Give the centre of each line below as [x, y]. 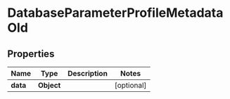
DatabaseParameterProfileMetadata [115, 13]
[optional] [130, 85]
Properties [31, 54]
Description [88, 73]
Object [49, 85]
